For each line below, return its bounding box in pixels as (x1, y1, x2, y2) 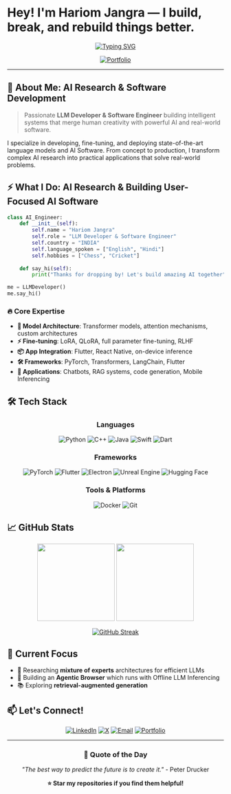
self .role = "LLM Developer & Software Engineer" (32, 233, 177, 240)
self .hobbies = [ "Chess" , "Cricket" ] (32, 252, 140, 259)
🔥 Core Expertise (7, 306, 65, 316)
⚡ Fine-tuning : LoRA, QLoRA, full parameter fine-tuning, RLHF (16, 337, 194, 345)
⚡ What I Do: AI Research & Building (7, 181, 162, 193)
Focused (7, 196, 45, 208)
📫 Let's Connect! (7, 705, 84, 716)
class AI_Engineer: (7, 214, 63, 221)
